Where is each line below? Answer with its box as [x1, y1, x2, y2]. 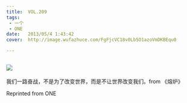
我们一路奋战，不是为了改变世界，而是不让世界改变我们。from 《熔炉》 [6, 78, 183, 85]
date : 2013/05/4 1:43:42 [6, 31, 74, 37]
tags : [6, 14, 20, 20]
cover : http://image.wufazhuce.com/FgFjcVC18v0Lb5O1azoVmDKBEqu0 [6, 37, 177, 43]
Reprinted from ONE [6, 90, 57, 97]
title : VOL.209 [6, 8, 47, 15]
